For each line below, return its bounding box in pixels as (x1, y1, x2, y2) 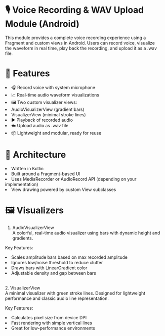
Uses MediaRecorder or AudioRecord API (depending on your (11, 176, 137, 182)
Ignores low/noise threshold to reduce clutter (11, 259, 103, 265)
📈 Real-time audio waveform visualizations (11, 92, 100, 97)
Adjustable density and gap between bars (11, 270, 96, 276)
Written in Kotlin (11, 165, 43, 171)
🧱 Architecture (5, 149, 66, 160)
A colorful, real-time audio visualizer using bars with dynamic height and (12, 230, 160, 236)
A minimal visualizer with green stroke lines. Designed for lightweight (5, 290, 146, 296)
